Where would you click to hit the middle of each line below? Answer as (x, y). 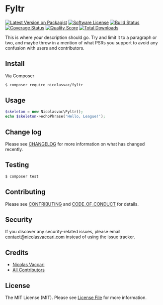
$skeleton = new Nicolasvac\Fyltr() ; (44, 112)
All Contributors (28, 270)
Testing (17, 165)
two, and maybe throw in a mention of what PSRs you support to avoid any (81, 42)
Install (15, 64)
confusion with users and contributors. (45, 48)
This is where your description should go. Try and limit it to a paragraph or (81, 37)
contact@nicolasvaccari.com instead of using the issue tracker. (70, 237)
